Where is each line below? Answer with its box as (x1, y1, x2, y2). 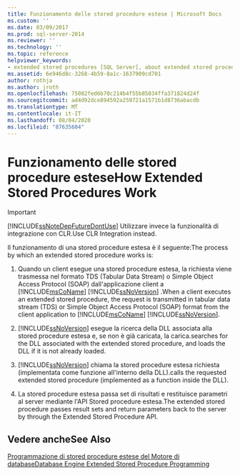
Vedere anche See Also (7, 433, 111, 445)
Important (7, 208, 36, 216)
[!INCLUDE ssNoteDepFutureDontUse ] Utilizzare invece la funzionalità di (7, 222, 219, 231)
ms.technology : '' (7, 44, 62, 51)
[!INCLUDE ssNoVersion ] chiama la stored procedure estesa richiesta (17, 361, 220, 369)
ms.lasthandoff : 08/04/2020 (7, 116, 91, 124)
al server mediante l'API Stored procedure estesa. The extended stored (17, 397, 225, 406)
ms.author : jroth (7, 84, 59, 91)
